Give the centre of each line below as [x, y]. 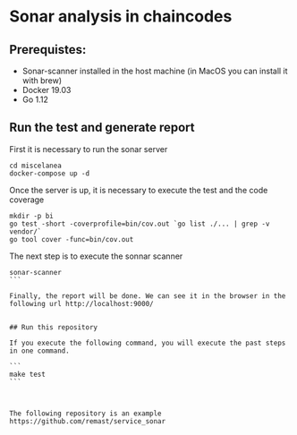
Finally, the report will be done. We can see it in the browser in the [148, 296]
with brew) [42, 81]
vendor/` [25, 231]
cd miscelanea [36, 166]
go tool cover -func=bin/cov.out [72, 239]
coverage [27, 200]
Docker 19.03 [47, 90]
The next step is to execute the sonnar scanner [96, 256]
